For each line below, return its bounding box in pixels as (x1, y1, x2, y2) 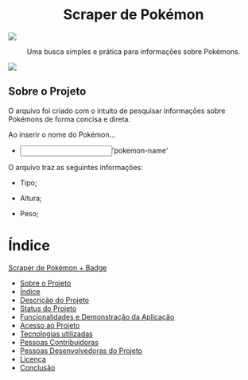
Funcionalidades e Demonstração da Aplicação (19, 312, 175, 321)
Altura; (19, 193, 42, 203)
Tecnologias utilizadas (19, 328, 93, 339)
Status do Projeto (19, 304, 77, 313)
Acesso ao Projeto (19, 320, 80, 330)
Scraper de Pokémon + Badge (8, 262, 107, 272)
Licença (19, 354, 46, 363)
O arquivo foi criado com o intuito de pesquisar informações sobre (8, 106, 226, 115)
